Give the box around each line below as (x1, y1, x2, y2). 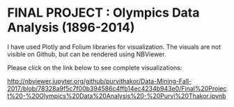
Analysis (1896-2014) (7, 19, 135, 35)
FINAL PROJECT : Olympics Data (7, 5, 200, 21)
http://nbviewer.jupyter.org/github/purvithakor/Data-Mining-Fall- (7, 76, 192, 85)
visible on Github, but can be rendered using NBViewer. (7, 50, 166, 58)
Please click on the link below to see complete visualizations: (7, 63, 182, 72)
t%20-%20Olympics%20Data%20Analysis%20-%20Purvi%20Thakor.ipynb (7, 92, 226, 100)
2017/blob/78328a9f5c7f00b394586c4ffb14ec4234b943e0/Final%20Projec (7, 84, 227, 92)
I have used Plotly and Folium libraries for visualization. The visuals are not (7, 42, 221, 51)
